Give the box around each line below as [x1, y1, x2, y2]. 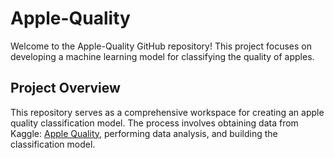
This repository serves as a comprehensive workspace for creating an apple [10, 106, 325, 118]
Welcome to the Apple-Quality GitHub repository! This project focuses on [10, 40, 313, 52]
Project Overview [10, 80, 121, 97]
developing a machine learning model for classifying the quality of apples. [10, 50, 315, 62]
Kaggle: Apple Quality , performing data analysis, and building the [10, 127, 278, 139]
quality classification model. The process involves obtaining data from [10, 117, 299, 129]
